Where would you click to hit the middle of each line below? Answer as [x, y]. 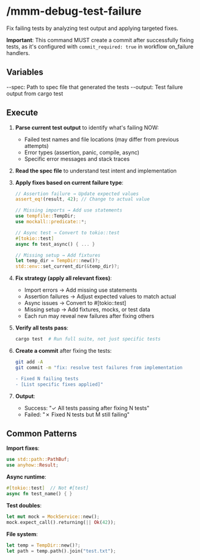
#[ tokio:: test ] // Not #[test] [47, 488]
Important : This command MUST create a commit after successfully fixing [100, 40]
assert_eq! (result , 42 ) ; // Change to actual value [82, 199]
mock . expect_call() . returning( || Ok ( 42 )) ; [61, 522]
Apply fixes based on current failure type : [69, 182]
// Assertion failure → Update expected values [77, 194]
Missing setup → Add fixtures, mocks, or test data [87, 309]
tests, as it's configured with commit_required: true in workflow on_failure [100, 46]
